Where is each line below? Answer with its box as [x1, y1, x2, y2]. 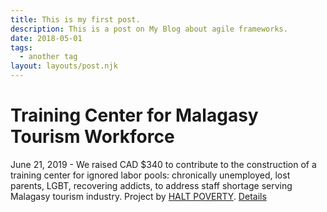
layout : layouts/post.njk [10, 61, 118, 71]
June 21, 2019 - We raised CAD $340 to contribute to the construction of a [10, 158, 317, 170]
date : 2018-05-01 [10, 33, 83, 43]
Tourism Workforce [10, 126, 175, 148]
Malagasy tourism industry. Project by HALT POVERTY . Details [10, 190, 267, 202]
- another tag [19, 52, 78, 62]
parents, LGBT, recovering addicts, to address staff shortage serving [10, 179, 293, 191]
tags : [10, 42, 33, 53]
